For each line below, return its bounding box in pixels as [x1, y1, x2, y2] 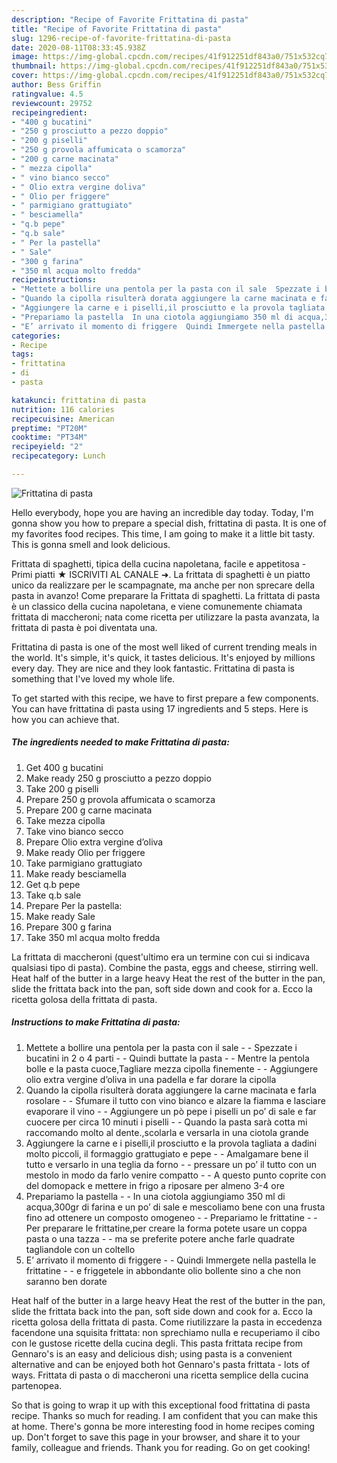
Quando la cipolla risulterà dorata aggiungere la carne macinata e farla [25, 1084, 317, 1096]
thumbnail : [11, 61, 57, 71]
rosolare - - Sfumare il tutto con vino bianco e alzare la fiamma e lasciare [25, 1094, 326, 1106]
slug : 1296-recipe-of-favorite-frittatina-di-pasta [11, 33, 231, 43]
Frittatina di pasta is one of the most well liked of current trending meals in [11, 641, 318, 653]
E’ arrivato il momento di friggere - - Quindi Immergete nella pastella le [25, 1254, 317, 1266]
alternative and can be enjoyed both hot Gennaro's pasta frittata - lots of [11, 1358, 311, 1370]
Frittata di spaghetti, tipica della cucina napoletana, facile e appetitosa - [11, 557, 307, 570]
